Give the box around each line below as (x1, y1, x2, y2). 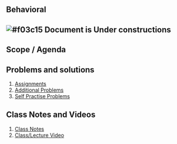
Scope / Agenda (6, 45, 66, 55)
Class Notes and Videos (6, 110, 96, 120)
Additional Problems (14, 86, 64, 93)
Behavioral (6, 5, 46, 15)
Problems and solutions (6, 65, 95, 75)
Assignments (14, 80, 47, 87)
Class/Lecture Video (14, 132, 65, 139)
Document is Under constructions (44, 25, 172, 35)
